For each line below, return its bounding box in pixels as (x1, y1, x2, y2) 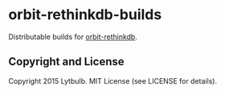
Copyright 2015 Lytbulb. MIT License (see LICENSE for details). (8, 76, 218, 85)
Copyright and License (8, 55, 125, 69)
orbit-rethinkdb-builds (8, 6, 162, 24)
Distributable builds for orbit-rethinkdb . (8, 32, 138, 41)
